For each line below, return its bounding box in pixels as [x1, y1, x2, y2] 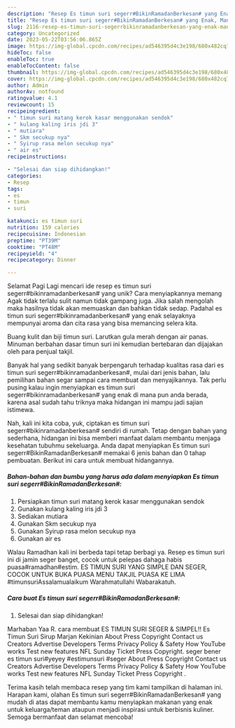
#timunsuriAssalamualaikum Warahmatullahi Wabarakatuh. [7, 578, 176, 586]
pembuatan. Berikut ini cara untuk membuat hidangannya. [7, 456, 174, 465]
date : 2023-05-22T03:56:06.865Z [7, 36, 101, 43]
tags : [7, 185, 23, 192]
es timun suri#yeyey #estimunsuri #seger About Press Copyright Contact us [7, 655, 227, 663]
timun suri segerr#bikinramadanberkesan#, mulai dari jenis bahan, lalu [7, 369, 211, 377]
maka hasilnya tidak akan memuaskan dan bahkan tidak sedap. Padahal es [7, 304, 222, 313]
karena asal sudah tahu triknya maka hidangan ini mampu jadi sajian [7, 398, 204, 406]
